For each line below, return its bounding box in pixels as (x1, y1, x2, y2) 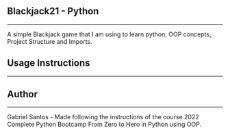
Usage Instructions (7, 58, 90, 69)
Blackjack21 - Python (7, 5, 99, 17)
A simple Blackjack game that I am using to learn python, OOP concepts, (7, 30, 212, 38)
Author (7, 88, 38, 100)
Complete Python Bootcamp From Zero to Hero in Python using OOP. (7, 120, 202, 129)
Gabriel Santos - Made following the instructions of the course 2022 (7, 113, 200, 121)
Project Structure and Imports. (7, 37, 92, 45)
